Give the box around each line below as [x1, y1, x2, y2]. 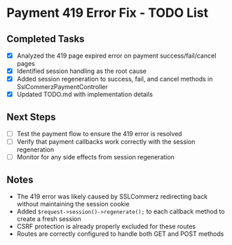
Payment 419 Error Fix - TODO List [6, 5, 209, 21]
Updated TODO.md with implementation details [16, 90, 153, 99]
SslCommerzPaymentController [16, 83, 108, 91]
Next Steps [6, 111, 56, 123]
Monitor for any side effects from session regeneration [16, 153, 175, 161]
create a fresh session [16, 215, 81, 223]
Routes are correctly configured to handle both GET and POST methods [16, 230, 224, 238]
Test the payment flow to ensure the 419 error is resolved [16, 130, 183, 138]
